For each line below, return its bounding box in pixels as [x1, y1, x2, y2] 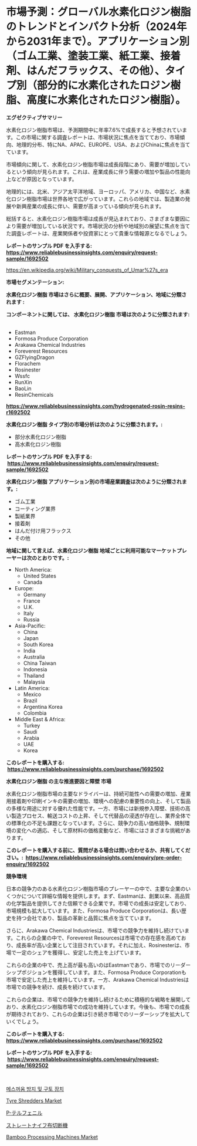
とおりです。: [36, 554, 69, 561]
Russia [23, 616, 40, 623]
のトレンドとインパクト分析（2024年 [6, 20, 187, 33]
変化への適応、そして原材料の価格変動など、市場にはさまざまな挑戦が [16, 827, 186, 834]
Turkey [23, 722, 40, 729]
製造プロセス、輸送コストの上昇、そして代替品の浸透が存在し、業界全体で [11, 812, 191, 819]
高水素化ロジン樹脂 [14, 441, 62, 448]
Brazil [23, 697, 38, 704]
